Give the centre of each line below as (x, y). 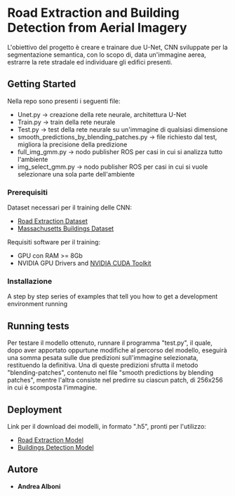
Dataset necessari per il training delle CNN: (69, 207)
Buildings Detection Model (55, 447)
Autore (23, 470)
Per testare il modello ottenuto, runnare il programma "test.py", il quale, (110, 343)
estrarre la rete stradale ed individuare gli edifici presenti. (90, 62)
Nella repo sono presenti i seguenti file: (64, 101)
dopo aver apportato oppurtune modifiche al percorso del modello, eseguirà (117, 350)
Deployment (35, 409)
